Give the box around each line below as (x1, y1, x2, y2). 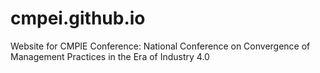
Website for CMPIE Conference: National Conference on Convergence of (10, 40, 311, 52)
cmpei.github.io (10, 7, 146, 30)
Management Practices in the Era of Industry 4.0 (10, 50, 210, 62)
